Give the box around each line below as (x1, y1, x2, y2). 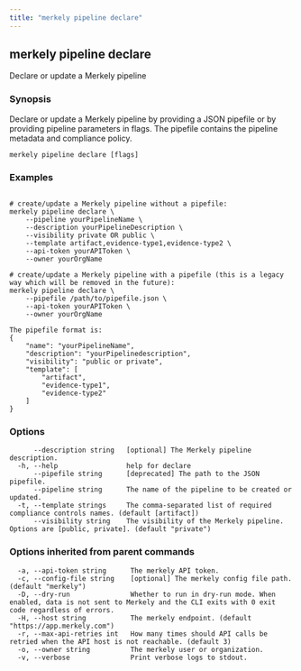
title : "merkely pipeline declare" (9, 13, 143, 23)
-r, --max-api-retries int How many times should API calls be (17, 629, 269, 639)
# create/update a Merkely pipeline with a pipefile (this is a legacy (9, 271, 284, 280)
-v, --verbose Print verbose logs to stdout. (17, 653, 248, 662)
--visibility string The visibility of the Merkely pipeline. (32, 517, 284, 526)
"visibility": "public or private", (25, 357, 164, 366)
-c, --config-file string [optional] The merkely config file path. (17, 574, 293, 583)
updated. (9, 493, 42, 502)
